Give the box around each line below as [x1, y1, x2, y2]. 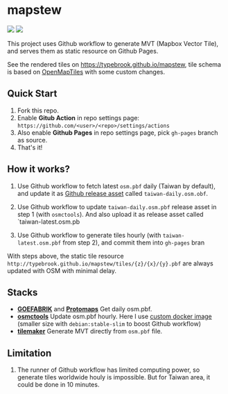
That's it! [17, 143, 43, 151]
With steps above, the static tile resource [7, 252, 124, 260]
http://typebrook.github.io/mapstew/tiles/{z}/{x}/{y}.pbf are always [7, 259, 213, 268]
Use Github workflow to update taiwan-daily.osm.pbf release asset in [17, 202, 217, 211]
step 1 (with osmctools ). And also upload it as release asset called [17, 210, 204, 218]
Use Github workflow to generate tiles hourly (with [17, 231, 161, 239]
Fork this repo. [17, 106, 59, 115]
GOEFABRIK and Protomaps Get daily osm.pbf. [17, 305, 152, 313]
